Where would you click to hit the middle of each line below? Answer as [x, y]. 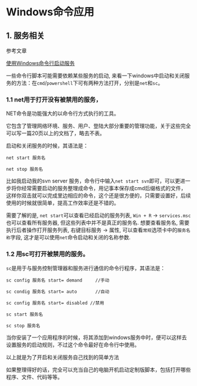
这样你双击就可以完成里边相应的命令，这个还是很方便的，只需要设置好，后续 [98, 196]
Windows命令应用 [50, 12]
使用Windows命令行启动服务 [40, 63]
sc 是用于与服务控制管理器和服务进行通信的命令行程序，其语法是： [86, 268]
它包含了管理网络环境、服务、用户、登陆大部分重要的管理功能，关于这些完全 [98, 126]
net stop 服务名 [25, 170]
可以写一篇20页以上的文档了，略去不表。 [56, 133]
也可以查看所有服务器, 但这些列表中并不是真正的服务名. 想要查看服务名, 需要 [98, 223]
